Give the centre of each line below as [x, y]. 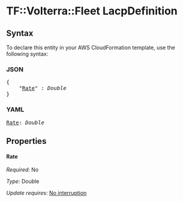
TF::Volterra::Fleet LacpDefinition [92, 11]
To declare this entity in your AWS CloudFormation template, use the [91, 47]
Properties [26, 141]
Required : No [22, 170]
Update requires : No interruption [46, 193]
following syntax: [27, 54]
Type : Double [23, 182]
